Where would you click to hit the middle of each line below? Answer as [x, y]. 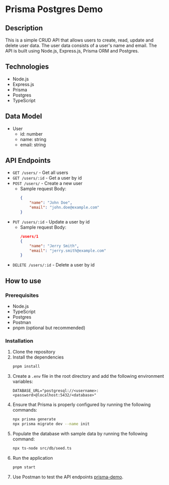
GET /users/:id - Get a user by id [47, 178]
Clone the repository [34, 352]
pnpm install [26, 367]
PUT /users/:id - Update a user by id [51, 222]
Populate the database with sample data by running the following [80, 433]
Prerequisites [22, 295]
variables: [23, 382]
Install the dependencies [38, 357]
